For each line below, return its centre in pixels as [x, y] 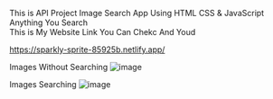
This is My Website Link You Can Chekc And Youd [103, 32]
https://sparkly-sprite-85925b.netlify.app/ [87, 49]
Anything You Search [49, 22]
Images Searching [43, 84]
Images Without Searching [59, 67]
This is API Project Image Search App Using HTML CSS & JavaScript [137, 13]
